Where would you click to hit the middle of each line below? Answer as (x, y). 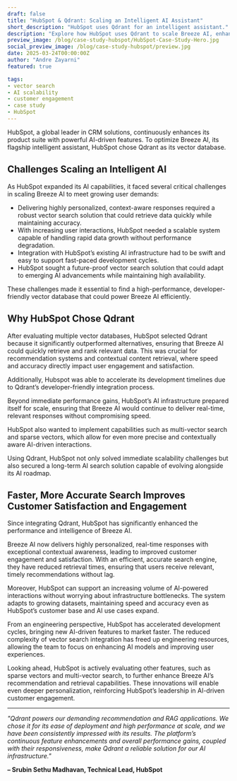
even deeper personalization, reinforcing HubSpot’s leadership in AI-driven (116, 691)
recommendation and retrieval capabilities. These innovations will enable (113, 683)
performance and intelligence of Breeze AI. (70, 531)
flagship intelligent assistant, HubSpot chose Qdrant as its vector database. (117, 147)
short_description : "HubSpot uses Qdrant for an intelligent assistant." (118, 27)
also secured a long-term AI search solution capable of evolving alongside (115, 465)
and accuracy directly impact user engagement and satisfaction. (101, 365)
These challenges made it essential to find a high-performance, (100, 289)
